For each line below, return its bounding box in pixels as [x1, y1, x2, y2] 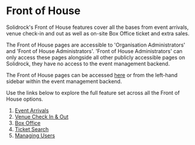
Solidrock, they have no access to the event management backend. [6, 60, 170, 67]
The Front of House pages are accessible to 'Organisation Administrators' [6, 41, 186, 48]
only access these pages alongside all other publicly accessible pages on [6, 54, 186, 61]
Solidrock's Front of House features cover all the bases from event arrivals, [6, 24, 189, 31]
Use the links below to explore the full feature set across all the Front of [6, 89, 180, 96]
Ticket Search [14, 126, 49, 133]
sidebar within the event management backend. [6, 78, 122, 85]
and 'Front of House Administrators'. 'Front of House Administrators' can [6, 47, 183, 54]
